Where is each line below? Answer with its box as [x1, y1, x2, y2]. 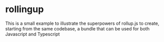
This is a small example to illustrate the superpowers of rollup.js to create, [5, 20, 159, 26]
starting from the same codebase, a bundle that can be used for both [5, 25, 150, 31]
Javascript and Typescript [5, 31, 60, 37]
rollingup [5, 4, 44, 15]
